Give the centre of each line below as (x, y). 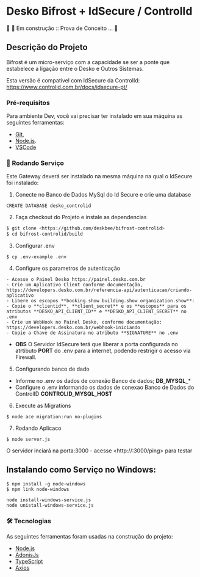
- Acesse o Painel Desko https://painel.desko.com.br (76, 280)
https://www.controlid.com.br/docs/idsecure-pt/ (67, 87)
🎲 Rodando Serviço (35, 163)
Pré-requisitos (28, 103)
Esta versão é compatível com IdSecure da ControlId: (73, 80)
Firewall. (26, 357)
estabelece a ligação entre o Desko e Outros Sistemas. (75, 68)
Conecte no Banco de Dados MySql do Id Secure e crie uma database (103, 195)
